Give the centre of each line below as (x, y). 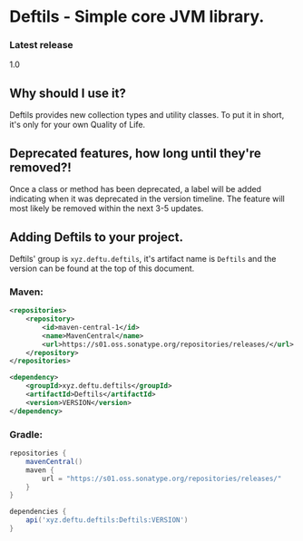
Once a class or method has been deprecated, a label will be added (135, 189)
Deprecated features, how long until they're (135, 153)
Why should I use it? (68, 93)
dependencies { (38, 512)
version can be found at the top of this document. (102, 268)
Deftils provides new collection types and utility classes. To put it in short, (147, 115)
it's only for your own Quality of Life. (78, 125)
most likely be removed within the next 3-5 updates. (107, 208)
